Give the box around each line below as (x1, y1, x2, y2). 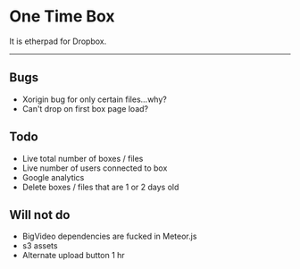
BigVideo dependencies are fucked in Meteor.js (21, 231, 197, 242)
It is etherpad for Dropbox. (9, 36, 107, 46)
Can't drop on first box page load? (21, 103, 149, 113)
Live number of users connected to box (21, 163, 168, 173)
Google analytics (21, 172, 85, 182)
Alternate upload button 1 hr (21, 250, 125, 261)
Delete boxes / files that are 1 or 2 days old (21, 181, 179, 192)
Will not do (9, 207, 71, 223)
